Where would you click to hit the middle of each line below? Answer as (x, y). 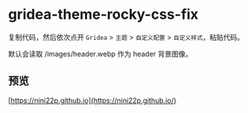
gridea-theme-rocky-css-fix (104, 15)
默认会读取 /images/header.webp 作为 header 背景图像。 (100, 53)
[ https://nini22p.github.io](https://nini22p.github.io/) (93, 100)
